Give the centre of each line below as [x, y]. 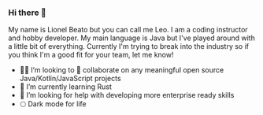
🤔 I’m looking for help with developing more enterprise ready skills [127, 95]
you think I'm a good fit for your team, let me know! [91, 55]
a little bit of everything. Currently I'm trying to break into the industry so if [129, 46]
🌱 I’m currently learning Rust [66, 87]
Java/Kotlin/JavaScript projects [70, 79]
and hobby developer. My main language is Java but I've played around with [132, 38]
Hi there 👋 [28, 13]
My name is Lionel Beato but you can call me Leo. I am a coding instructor [128, 30]
